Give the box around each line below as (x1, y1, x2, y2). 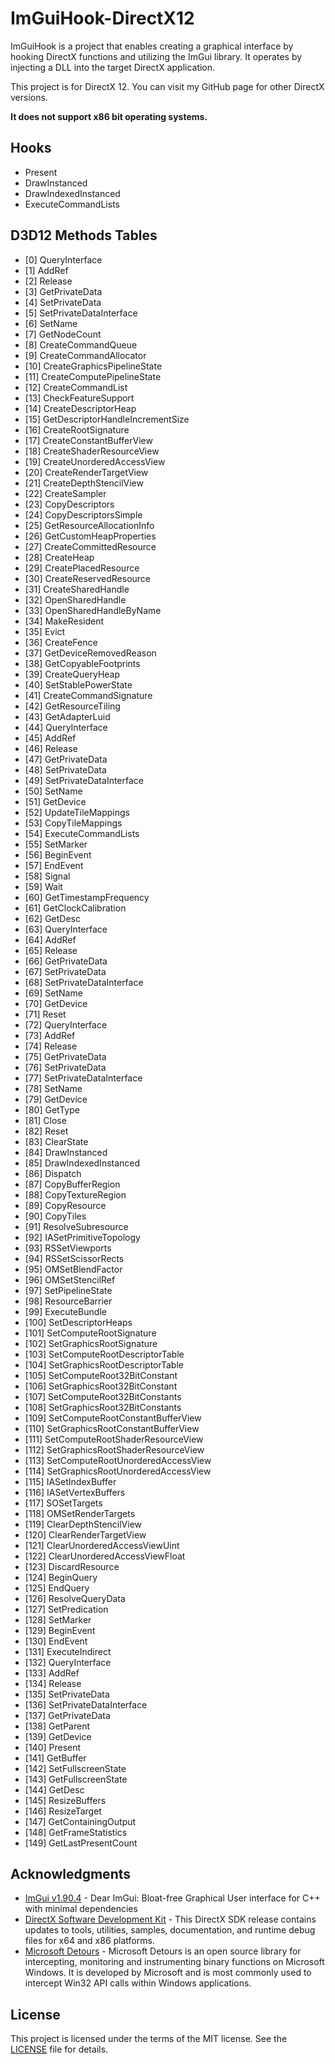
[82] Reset (24, 1125, 69, 1137)
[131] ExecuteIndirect (24, 1645, 112, 1657)
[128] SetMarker (24, 1613, 92, 1626)
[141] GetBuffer (24, 1752, 87, 1764)
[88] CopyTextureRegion (24, 1188, 127, 1201)
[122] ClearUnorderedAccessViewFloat (24, 1550, 186, 1562)
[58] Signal (24, 870, 71, 882)
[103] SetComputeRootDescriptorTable (24, 1348, 185, 1360)
